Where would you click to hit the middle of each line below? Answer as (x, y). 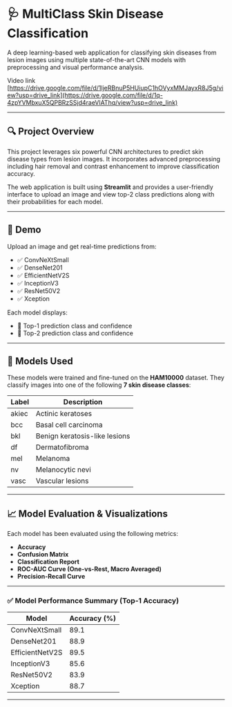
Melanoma (53, 459)
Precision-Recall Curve (51, 577)
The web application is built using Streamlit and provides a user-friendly (110, 187)
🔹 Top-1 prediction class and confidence (75, 326)
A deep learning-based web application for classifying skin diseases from (112, 52)
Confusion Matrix (43, 555)
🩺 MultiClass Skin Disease (85, 14)
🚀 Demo (24, 230)
